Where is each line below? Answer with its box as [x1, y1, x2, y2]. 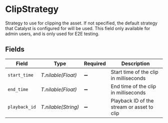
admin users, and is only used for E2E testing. [5, 30, 99, 36]
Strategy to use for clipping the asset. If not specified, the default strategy [5, 20, 157, 26]
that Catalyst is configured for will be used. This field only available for [5, 25, 150, 31]
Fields [5, 45, 25, 53]
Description [121, 60, 150, 67]
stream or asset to [110, 103, 153, 110]
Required [83, 60, 106, 67]
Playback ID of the [110, 97, 154, 104]
